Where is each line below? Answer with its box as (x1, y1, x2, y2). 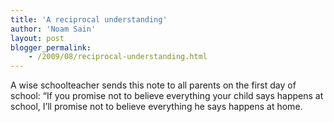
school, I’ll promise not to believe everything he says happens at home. (10, 101, 303, 113)
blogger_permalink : (10, 42, 92, 53)
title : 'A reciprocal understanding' (10, 14, 168, 25)
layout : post (10, 33, 65, 43)
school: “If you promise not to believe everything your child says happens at (10, 90, 324, 102)
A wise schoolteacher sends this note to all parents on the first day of (10, 79, 297, 91)
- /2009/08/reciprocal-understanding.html (28, 52, 208, 62)
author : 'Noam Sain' (10, 24, 97, 34)
